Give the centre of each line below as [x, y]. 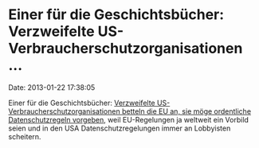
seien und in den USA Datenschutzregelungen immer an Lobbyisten [120, 128]
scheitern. [25, 136]
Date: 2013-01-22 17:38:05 [52, 87]
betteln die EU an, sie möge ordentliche [187, 111]
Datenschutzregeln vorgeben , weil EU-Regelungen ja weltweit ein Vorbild [129, 119]
